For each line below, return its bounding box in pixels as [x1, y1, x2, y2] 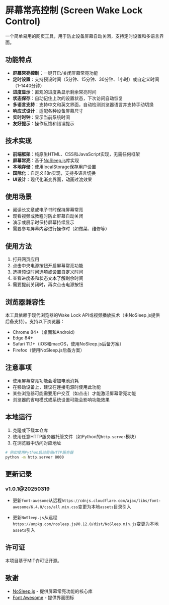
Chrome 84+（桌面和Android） [12, 329, 77, 335]
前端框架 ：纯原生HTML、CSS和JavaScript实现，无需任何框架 [12, 151, 140, 157]
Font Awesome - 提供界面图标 [12, 594, 74, 600]
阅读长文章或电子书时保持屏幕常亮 [12, 207, 83, 213]
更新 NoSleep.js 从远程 [12, 515, 58, 521]
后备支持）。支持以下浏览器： [5, 319, 65, 324]
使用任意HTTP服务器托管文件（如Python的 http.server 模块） [12, 433, 139, 439]
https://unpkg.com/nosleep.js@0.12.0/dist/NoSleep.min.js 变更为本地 [12, 521, 159, 527]
